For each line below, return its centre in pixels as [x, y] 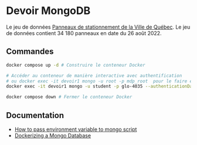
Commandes [30, 52]
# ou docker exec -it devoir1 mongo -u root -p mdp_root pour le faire [97, 81]
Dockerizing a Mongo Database [53, 135]
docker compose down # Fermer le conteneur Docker [69, 97]
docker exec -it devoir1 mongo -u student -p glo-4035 [74, 87]
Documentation [35, 115]
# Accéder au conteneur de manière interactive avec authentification [94, 75]
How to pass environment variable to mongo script [76, 129]
